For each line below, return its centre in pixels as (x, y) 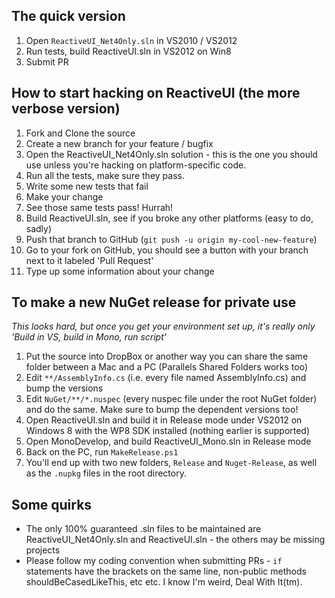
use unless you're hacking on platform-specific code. (136, 165)
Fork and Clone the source (80, 133)
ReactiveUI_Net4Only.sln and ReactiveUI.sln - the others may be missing (175, 540)
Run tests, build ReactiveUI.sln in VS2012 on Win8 (128, 51)
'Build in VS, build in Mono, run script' (89, 337)
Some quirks (52, 504)
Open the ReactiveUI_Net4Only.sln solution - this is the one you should (171, 154)
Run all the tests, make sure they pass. (105, 175)
